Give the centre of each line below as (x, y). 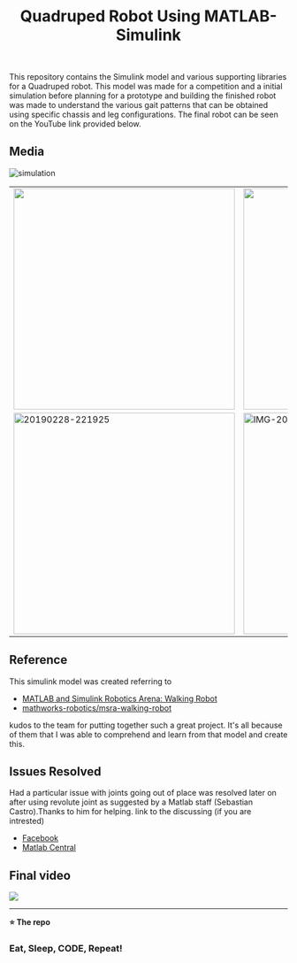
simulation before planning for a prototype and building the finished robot (143, 96)
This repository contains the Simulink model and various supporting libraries (148, 76)
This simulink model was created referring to (91, 681)
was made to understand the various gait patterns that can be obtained (139, 104)
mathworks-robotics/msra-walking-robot (97, 708)
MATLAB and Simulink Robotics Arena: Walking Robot (120, 698)
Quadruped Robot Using (110, 16)
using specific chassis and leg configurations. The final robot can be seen (144, 114)
